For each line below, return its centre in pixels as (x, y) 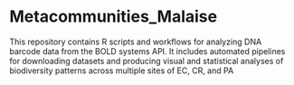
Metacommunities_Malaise (114, 17)
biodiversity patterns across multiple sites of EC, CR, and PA (122, 71)
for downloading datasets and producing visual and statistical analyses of (147, 61)
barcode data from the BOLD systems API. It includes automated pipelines (147, 51)
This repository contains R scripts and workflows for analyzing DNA (136, 42)
